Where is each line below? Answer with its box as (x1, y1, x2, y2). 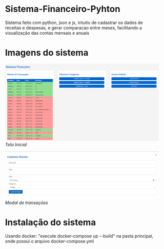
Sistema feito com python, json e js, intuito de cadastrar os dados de (5, 20, 143, 25)
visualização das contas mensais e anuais (5, 30, 89, 36)
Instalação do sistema (5, 217, 96, 228)
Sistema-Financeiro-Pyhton (5, 3, 121, 15)
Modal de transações (5, 200, 48, 205)
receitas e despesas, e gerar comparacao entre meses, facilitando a (5, 24, 143, 30)
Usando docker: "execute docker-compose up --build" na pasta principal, (5, 233, 154, 239)
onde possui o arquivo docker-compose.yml (5, 238, 94, 244)
